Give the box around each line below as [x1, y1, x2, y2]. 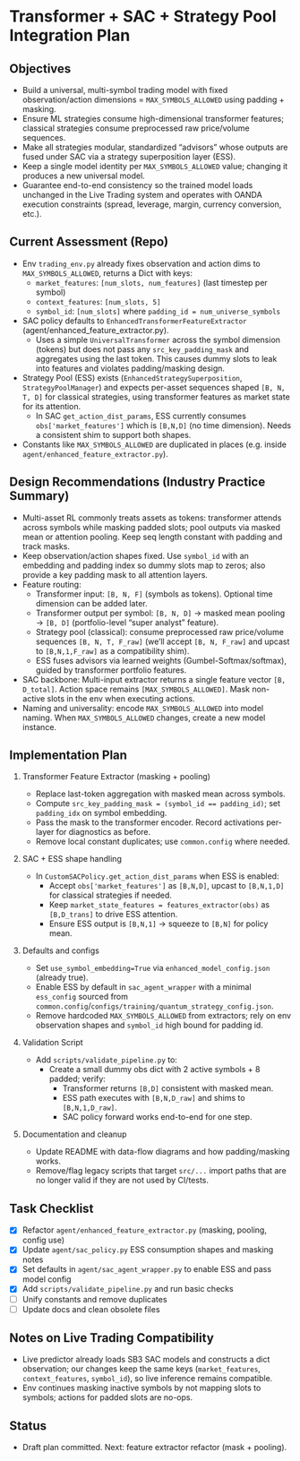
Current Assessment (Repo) [9, 235, 169, 250]
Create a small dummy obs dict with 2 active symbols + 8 [48, 1064, 261, 1075]
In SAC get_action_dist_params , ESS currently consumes [35, 410, 246, 421]
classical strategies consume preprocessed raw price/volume [21, 123, 250, 133]
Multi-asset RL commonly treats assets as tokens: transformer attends [21, 512, 282, 523]
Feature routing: [21, 579, 82, 589]
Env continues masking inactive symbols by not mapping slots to [21, 1382, 261, 1394]
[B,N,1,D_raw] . [62, 1102, 118, 1113]
